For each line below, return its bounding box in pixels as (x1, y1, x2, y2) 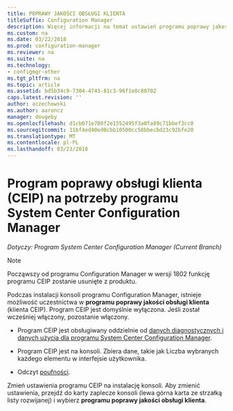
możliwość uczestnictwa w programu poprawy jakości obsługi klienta (7, 298, 209, 306)
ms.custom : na (7, 29, 49, 37)
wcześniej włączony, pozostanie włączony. (7, 312, 130, 321)
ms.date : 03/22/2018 (7, 36, 67, 43)
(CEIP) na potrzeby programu (7, 190, 179, 206)
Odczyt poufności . (17, 367, 71, 376)
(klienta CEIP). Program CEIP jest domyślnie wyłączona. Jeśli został (7, 305, 200, 313)
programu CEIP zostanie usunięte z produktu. (7, 277, 137, 285)
